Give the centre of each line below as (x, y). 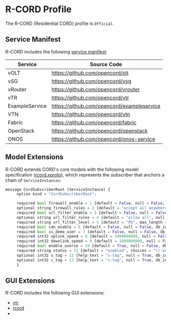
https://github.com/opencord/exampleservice (106, 106)
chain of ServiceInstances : (33, 180)
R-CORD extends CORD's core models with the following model (72, 169)
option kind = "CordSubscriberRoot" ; (56, 194)
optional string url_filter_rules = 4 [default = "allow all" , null (91, 217)
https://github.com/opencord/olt (90, 73)
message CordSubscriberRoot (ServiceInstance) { (58, 189)
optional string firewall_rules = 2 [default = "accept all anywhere (92, 208)
